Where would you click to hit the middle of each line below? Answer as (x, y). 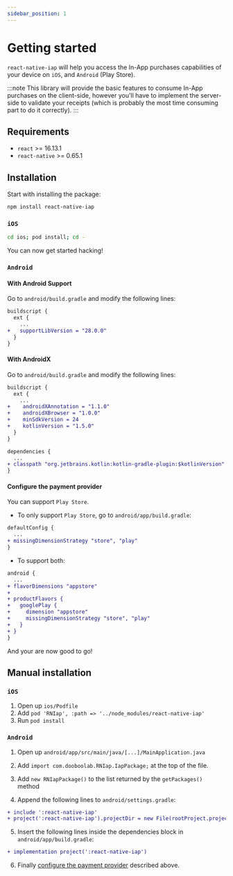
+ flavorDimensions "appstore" (52, 586)
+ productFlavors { (35, 599)
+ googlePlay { (32, 606)
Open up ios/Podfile (48, 706)
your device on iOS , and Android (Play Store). (71, 74)
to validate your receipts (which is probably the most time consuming (119, 103)
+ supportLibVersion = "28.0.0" (57, 331)
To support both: (41, 560)
